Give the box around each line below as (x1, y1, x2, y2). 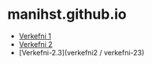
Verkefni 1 (18, 31, 52, 41)
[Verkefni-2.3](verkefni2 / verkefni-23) (18, 48, 145, 57)
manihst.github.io (7, 5, 127, 23)
